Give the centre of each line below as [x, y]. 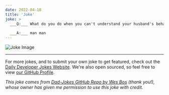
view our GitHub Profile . [30, 72]
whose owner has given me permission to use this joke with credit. [74, 87]
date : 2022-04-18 [23, 10]
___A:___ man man [28, 33]
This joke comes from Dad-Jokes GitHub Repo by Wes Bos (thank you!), [80, 82]
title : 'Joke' [20, 14]
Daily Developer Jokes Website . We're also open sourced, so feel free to [80, 67]
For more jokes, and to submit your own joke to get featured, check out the [82, 61]
